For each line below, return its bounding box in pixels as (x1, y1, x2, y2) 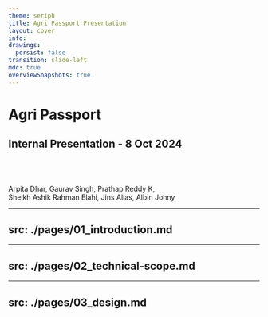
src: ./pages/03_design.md (8, 295, 148, 309)
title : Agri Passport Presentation (8, 19, 127, 27)
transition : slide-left (8, 57, 88, 65)
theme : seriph (8, 11, 56, 20)
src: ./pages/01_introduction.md (8, 223, 173, 236)
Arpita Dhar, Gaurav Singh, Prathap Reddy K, (8, 184, 156, 193)
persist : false (15, 49, 66, 57)
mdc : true (8, 64, 41, 72)
